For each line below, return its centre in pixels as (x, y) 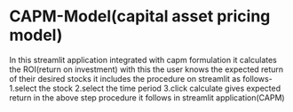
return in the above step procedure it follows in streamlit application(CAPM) (147, 97)
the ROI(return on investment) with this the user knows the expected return (146, 69)
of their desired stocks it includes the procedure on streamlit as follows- (141, 78)
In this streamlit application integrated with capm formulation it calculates (143, 60)
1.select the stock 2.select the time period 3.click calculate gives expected (145, 88)
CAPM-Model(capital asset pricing (140, 16)
